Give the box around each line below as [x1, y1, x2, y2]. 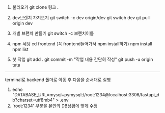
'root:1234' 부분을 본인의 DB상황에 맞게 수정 [12, 103, 98, 109]
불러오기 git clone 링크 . [12, 4, 59, 10]
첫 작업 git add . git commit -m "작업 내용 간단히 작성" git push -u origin [12, 56, 153, 62]
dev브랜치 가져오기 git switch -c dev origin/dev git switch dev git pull [12, 15, 150, 21]
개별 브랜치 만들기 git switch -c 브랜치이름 [12, 30, 94, 36]
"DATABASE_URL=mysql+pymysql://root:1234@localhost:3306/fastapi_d [12, 92, 160, 97]
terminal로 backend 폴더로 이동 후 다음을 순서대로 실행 [5, 77, 111, 83]
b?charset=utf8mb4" [12, 97, 55, 103]
